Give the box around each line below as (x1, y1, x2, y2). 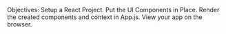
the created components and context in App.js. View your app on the (7, 13, 203, 21)
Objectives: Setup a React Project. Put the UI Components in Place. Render (7, 6, 220, 14)
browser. (7, 20, 32, 28)
